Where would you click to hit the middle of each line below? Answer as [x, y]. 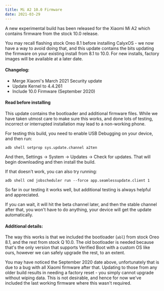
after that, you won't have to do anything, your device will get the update [78, 209]
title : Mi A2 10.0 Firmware [34, 10]
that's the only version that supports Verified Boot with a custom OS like [78, 247]
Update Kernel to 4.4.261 [37, 86]
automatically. [19, 215]
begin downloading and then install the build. [50, 162]
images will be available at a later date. [44, 58]
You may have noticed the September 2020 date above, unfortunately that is [82, 262]
